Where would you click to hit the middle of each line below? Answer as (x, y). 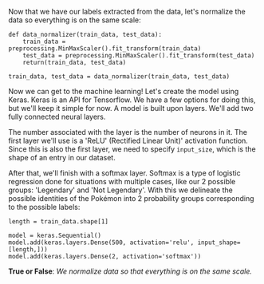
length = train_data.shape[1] (59, 222)
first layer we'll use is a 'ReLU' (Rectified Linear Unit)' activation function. (128, 140)
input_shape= (219, 243)
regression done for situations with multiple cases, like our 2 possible (122, 181)
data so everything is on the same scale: (75, 20)
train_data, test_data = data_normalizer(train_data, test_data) (119, 77)
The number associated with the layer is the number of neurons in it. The (128, 132)
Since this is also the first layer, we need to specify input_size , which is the (132, 149)
